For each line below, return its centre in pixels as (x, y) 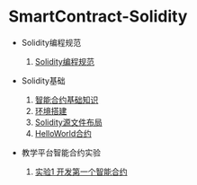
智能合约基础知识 (67, 100)
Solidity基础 (43, 80)
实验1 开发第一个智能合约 (81, 172)
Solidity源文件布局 (68, 122)
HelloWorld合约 (63, 133)
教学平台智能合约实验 (61, 152)
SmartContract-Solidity (98, 17)
